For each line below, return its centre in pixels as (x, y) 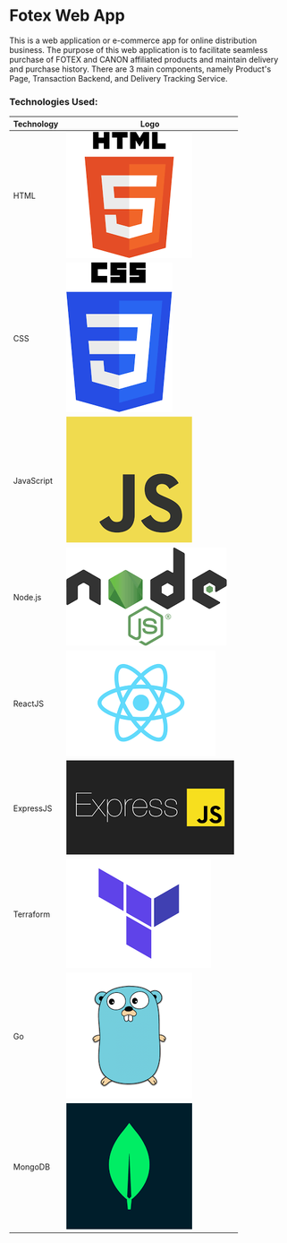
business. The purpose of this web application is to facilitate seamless (139, 49)
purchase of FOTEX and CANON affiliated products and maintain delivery (144, 59)
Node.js (27, 598)
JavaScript (33, 480)
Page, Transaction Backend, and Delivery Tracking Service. (118, 78)
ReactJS (29, 704)
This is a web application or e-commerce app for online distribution (133, 40)
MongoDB (32, 1167)
